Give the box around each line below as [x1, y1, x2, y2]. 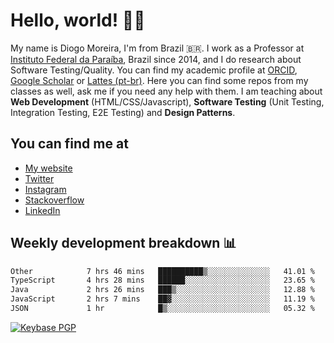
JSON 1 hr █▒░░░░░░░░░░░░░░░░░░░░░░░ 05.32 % [10, 304, 315, 314]
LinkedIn [24, 204, 61, 216]
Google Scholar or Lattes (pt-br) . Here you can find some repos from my [10, 74, 309, 86]
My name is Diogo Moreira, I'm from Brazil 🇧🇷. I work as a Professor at [10, 42, 305, 54]
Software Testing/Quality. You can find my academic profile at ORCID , [10, 64, 298, 76]
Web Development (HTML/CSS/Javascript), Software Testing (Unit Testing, [10, 95, 325, 108]
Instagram [24, 183, 67, 195]
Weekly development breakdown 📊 [10, 235, 237, 252]
